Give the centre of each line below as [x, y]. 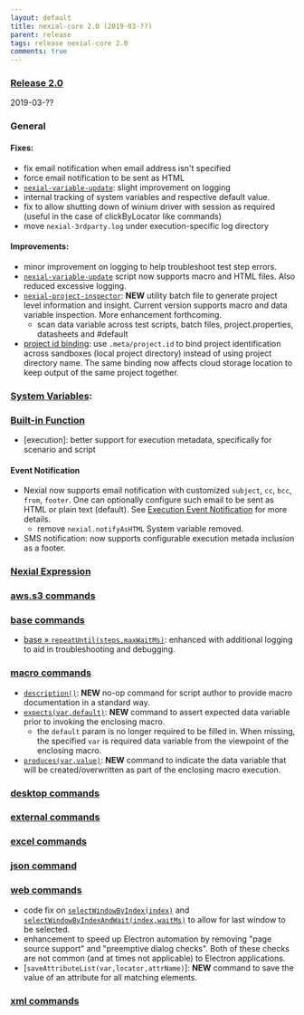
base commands [47, 619]
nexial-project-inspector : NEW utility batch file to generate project [150, 295]
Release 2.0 [37, 83]
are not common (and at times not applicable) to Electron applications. [154, 958]
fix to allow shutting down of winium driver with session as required [149, 206]
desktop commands [55, 793]
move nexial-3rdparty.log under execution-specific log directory [146, 225]
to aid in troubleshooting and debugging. [99, 649]
